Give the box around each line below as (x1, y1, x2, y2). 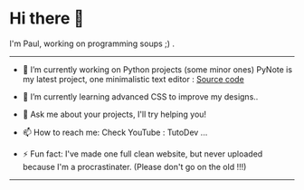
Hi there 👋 (9, 8, 84, 29)
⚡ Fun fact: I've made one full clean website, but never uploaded (22, 148, 263, 159)
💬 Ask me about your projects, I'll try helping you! (22, 109, 206, 119)
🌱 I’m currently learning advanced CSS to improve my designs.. (22, 90, 259, 102)
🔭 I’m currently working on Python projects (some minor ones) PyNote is (22, 63, 292, 75)
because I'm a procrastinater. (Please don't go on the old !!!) (22, 161, 247, 172)
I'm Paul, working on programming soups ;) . (9, 38, 175, 49)
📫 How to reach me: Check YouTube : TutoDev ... (22, 127, 208, 138)
